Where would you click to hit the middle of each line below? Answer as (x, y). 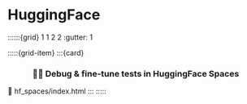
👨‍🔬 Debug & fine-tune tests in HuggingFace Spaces (136, 73)
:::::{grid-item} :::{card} (46, 52)
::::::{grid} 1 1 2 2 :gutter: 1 (50, 37)
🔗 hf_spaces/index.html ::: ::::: (57, 91)
